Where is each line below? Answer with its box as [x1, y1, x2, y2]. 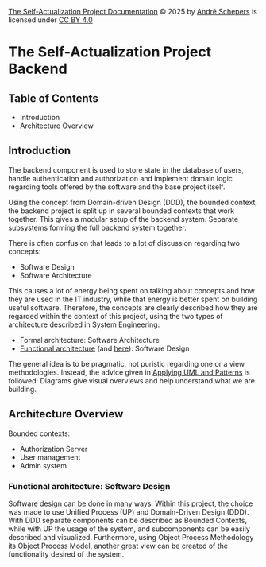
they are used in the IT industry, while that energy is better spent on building [8, 294, 258, 304]
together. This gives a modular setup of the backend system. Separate [8, 214, 239, 223]
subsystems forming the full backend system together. [8, 223, 187, 232]
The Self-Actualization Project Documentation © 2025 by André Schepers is [8, 7, 258, 16]
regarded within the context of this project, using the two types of [8, 311, 224, 320]
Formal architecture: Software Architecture [19, 335, 160, 344]
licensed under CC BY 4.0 [8, 15, 93, 25]
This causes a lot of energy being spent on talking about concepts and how [8, 285, 256, 295]
